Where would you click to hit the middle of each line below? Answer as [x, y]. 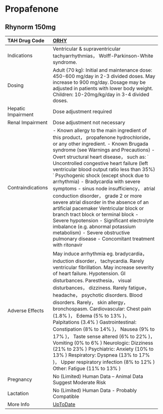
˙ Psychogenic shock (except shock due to [101, 175]
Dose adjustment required [82, 112]
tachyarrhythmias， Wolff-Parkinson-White [103, 56]
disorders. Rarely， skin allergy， [90, 302]
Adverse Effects [26, 310]
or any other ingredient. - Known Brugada [100, 144]
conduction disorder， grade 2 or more [97, 196]
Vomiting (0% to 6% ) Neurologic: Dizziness [103, 343]
